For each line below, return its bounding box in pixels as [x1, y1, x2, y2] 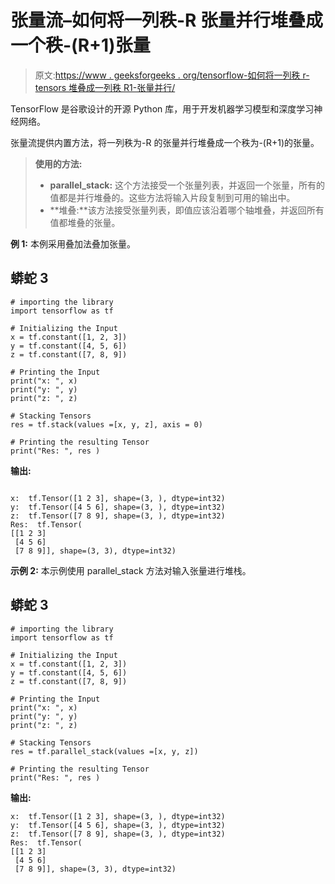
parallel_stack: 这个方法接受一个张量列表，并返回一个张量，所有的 [49, 179, 326, 191]
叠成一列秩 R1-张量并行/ [77, 81, 176, 93]
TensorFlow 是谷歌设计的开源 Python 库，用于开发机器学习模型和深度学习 [10, 102, 315, 115]
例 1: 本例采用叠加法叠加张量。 [10, 237, 136, 250]
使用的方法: [34, 157, 83, 170]
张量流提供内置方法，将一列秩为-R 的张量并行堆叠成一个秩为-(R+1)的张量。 [10, 136, 320, 148]
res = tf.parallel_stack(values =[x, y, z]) [10, 746, 199, 756]
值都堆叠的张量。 [49, 216, 121, 228]
